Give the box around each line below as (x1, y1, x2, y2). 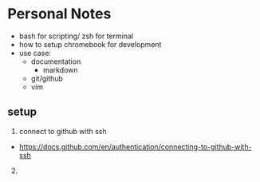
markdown (42, 65, 78, 74)
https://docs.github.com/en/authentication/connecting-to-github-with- (18, 141, 252, 152)
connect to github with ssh (18, 126, 107, 136)
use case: (18, 48, 52, 57)
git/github (30, 73, 63, 83)
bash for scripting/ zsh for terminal (18, 31, 133, 41)
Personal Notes (7, 5, 112, 23)
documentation (30, 57, 81, 66)
